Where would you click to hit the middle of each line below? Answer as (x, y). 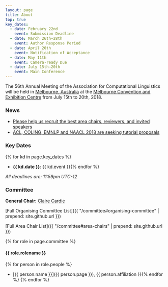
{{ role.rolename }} (26, 253)
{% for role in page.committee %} (41, 241)
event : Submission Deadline (44, 34)
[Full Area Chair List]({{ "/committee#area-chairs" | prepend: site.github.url (84, 226)
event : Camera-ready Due (41, 62)
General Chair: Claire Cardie (35, 201)
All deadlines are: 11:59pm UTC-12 (41, 176)
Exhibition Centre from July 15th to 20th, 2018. (54, 97)
